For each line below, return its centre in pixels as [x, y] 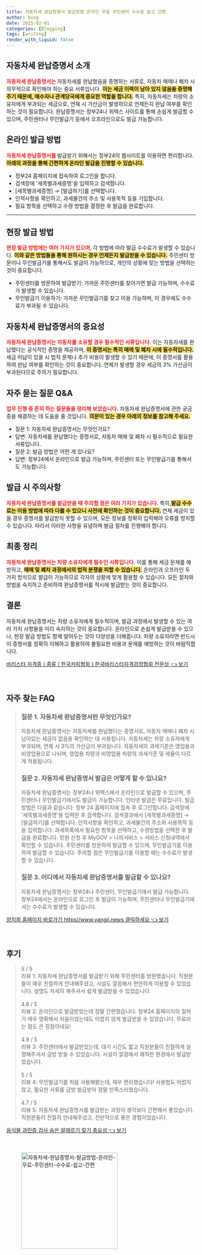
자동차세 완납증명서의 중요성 [56, 327]
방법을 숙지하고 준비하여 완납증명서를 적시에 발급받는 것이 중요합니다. [87, 584]
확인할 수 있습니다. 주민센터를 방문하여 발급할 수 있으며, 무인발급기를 [101, 845]
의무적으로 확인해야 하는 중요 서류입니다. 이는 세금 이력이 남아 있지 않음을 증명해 [99, 88]
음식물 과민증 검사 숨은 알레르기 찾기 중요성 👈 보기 [66, 1130]
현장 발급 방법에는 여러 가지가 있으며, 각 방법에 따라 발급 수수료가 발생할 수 [93, 248]
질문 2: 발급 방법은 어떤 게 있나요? [55, 451]
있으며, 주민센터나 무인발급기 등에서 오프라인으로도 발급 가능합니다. [85, 119]
